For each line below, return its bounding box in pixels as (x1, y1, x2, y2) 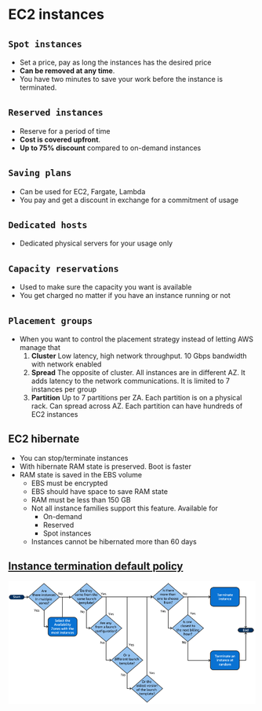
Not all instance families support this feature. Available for (31, 503, 218, 513)
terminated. (19, 83, 57, 92)
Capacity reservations (8, 263, 119, 274)
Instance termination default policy (8, 560, 184, 573)
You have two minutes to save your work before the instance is (19, 75, 224, 83)
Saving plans (8, 168, 72, 179)
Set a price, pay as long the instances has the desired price (19, 57, 212, 67)
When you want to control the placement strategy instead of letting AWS (19, 334, 253, 344)
